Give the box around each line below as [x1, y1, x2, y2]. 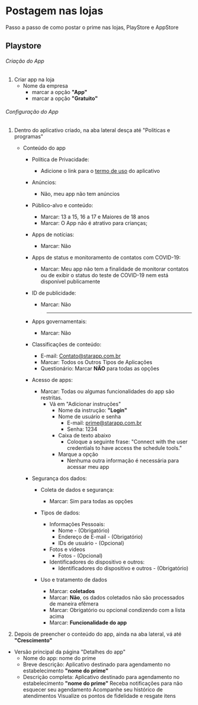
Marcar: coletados [49, 587, 95, 594]
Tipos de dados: [40, 509, 80, 516]
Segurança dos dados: [31, 475, 87, 482]
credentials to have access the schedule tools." [67, 444, 183, 451]
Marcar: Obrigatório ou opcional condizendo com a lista [49, 606, 186, 613]
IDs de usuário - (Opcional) [58, 539, 125, 546]
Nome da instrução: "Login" [58, 407, 128, 414]
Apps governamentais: [31, 318, 87, 325]
